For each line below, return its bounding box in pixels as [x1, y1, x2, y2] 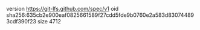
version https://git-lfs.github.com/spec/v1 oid [6, 5, 119, 12]
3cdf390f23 [6, 18, 36, 25]
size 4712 [37, 18, 62, 25]
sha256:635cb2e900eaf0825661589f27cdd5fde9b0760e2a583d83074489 [6, 11, 195, 19]
